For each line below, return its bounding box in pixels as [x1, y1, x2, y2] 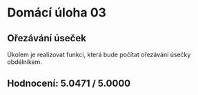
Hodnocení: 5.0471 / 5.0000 [7, 78, 131, 89]
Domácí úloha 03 [7, 5, 107, 21]
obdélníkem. [7, 58, 43, 66]
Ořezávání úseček [7, 32, 86, 44]
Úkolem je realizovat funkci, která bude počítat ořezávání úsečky [7, 50, 191, 59]
